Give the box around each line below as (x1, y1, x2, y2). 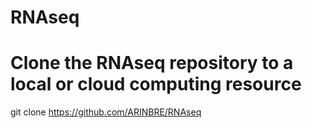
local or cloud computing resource (10, 73, 302, 96)
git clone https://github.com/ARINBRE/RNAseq (10, 106, 202, 118)
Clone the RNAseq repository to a (10, 52, 294, 75)
